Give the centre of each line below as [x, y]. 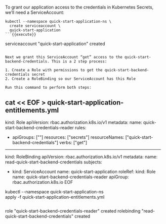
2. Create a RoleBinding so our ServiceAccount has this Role [70, 79]
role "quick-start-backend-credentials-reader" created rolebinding [73, 211]
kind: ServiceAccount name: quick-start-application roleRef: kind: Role [84, 171]
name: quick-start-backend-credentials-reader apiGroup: [71, 177]
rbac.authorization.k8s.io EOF [42, 182]
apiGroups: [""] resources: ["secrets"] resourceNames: [68, 137]
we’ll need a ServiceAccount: [35, 12]
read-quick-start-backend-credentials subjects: [54, 162]
